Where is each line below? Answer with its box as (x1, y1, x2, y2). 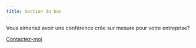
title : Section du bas (6, 8, 62, 14)
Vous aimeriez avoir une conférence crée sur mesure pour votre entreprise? (6, 24, 190, 31)
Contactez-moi (6, 35, 43, 42)
